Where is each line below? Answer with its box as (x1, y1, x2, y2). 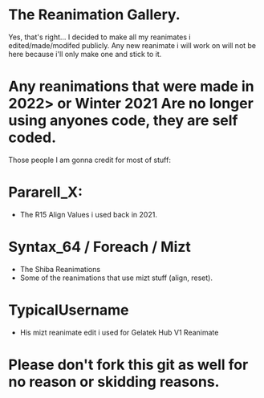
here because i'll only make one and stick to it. (8, 49, 162, 59)
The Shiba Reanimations (19, 264, 101, 274)
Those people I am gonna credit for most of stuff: (8, 155, 171, 164)
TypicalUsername (8, 301, 130, 319)
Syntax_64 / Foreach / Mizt (8, 238, 191, 256)
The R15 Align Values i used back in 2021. (19, 209, 158, 219)
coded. (8, 128, 56, 147)
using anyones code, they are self (8, 112, 238, 130)
